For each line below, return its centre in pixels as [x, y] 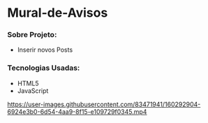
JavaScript [33, 91]
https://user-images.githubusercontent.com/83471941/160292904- [104, 104]
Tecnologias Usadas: [44, 68]
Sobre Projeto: [32, 35]
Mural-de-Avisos [58, 13]
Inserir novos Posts [45, 50]
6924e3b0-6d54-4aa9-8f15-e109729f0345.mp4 [77, 111]
